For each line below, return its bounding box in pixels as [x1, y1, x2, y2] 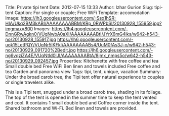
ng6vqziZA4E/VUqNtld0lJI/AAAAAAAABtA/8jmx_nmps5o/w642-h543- [5, 52, 153, 59]
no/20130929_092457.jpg [5, 58, 59, 64]
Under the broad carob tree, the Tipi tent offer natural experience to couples [5, 74, 164, 80]
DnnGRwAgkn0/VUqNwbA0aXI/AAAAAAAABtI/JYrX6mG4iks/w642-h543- [5, 31, 160, 37]
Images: [34, 26, 51, 32]
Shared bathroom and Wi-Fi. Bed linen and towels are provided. [5, 105, 138, 111]
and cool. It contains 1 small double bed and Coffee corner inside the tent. [5, 100, 159, 105]
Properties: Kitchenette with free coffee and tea [59, 58, 159, 64]
